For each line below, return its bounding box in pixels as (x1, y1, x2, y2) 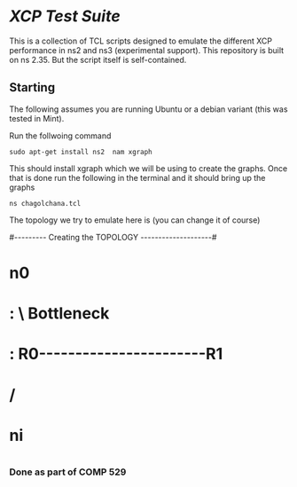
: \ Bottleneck (9, 303, 110, 324)
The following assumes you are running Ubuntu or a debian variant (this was (9, 104, 288, 114)
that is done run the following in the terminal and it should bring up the (9, 172, 266, 183)
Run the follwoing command (9, 130, 112, 141)
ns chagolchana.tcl (9, 199, 82, 208)
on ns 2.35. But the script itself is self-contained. (9, 54, 187, 65)
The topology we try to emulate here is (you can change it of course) (9, 215, 261, 225)
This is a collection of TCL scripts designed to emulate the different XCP (9, 35, 273, 46)
